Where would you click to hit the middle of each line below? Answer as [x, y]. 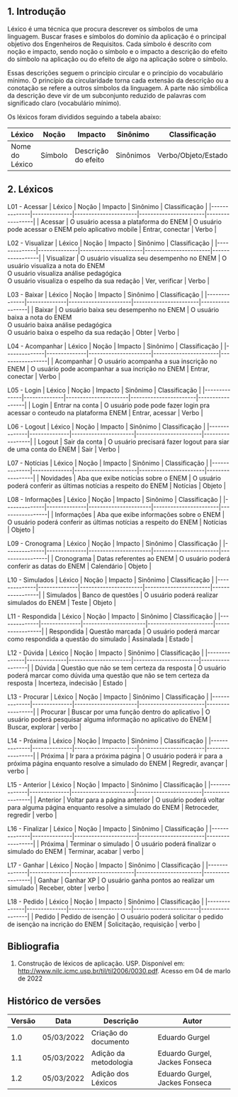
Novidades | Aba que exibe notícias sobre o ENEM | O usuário [131, 478]
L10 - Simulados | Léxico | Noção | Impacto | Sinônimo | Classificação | [110, 579]
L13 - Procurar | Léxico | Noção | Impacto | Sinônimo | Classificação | [108, 697]
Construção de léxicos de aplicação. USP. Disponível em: [101, 963]
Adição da [108, 1054]
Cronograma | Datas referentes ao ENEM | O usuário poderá [142, 558]
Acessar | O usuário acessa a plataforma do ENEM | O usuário [131, 221]
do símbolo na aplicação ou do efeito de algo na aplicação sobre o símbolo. [118, 59]
